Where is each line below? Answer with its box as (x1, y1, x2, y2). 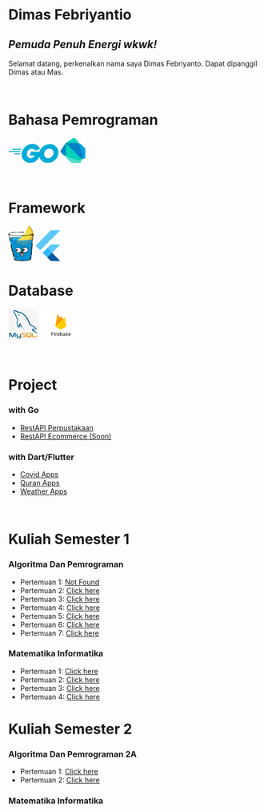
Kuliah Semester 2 (8, 720, 133, 738)
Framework (8, 199, 86, 217)
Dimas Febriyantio (8, 6, 132, 24)
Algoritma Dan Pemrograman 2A (8, 748, 138, 759)
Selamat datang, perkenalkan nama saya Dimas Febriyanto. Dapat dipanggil (8, 59, 258, 68)
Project (8, 376, 58, 394)
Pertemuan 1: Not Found (19, 577, 100, 587)
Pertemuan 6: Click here (19, 620, 100, 629)
